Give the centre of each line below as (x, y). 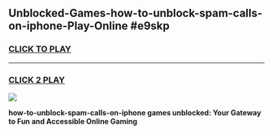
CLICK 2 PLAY (37, 80)
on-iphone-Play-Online (68, 26)
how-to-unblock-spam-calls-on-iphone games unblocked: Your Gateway (135, 112)
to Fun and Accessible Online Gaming (73, 121)
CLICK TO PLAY (40, 50)
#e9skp (150, 26)
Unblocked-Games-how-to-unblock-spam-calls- (135, 13)
